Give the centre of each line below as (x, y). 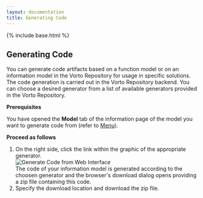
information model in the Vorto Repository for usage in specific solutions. (99, 76)
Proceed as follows (31, 137)
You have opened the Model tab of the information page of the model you (100, 119)
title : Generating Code (37, 18)
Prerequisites (24, 107)
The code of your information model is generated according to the (99, 169)
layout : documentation (35, 12)
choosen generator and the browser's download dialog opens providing (106, 175)
